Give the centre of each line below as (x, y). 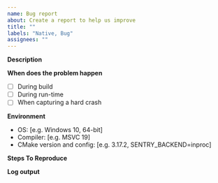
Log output (23, 172)
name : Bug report (32, 14)
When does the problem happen (55, 73)
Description (25, 59)
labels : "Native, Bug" (40, 33)
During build (35, 87)
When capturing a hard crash (59, 103)
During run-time (41, 94)
